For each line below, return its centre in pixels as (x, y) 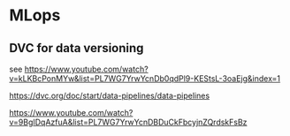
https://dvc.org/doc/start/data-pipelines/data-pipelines (110, 95)
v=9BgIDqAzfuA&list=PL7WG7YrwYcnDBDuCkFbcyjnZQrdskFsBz (128, 122)
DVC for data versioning (76, 48)
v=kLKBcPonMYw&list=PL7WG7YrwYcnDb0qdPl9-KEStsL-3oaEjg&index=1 (145, 79)
